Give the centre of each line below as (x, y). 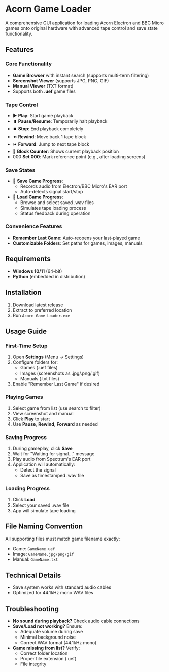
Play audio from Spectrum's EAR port (52, 459)
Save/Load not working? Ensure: (47, 626)
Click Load (24, 499)
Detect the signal (38, 470)
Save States (20, 170)
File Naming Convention (44, 527)
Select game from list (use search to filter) (57, 408)
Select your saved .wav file (41, 505)
